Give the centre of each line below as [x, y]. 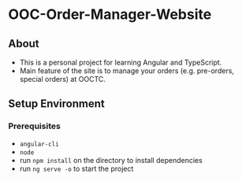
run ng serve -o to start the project [76, 168]
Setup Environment [56, 104]
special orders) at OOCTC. [63, 79]
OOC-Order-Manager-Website [110, 15]
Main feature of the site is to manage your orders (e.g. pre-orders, [127, 71]
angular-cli [39, 144]
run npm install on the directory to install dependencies [111, 160]
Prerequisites [34, 126]
